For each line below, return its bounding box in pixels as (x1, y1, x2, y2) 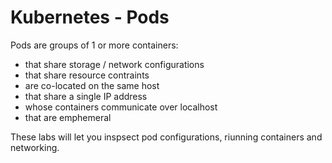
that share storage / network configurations (24, 58, 205, 70)
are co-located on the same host (24, 79, 160, 91)
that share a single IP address (24, 90, 148, 102)
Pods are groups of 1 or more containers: (10, 39, 179, 51)
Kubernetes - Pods (10, 6, 170, 29)
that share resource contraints (24, 69, 150, 81)
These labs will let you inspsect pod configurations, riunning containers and (10, 131, 323, 143)
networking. (10, 141, 60, 153)
